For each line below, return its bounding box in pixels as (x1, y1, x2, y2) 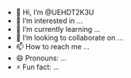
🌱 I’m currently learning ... (15, 25, 101, 33)
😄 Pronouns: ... (15, 53, 67, 63)
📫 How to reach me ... (15, 42, 90, 51)
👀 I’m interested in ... (15, 16, 83, 25)
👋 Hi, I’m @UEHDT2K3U (15, 8, 94, 17)
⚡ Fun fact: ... (15, 62, 60, 72)
